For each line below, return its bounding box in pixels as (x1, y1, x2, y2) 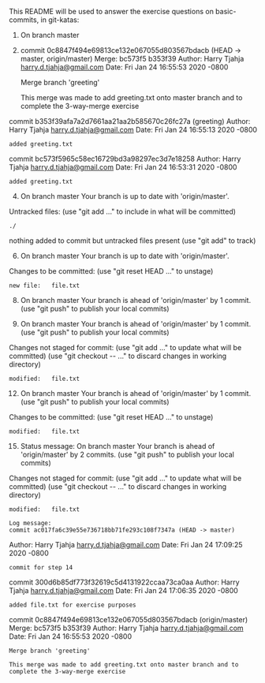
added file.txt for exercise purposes (9, 601, 136, 609)
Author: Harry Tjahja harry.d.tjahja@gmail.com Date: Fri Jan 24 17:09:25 (9, 540, 243, 549)
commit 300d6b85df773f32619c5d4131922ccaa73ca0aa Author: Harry (9, 577, 240, 587)
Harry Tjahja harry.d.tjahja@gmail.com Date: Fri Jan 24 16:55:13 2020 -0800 (9, 125, 258, 134)
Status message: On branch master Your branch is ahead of (20, 442, 215, 450)
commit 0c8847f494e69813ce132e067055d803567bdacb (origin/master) (9, 615, 248, 624)
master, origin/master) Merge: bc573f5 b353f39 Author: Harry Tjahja (20, 54, 244, 63)
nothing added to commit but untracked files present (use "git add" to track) (9, 236, 256, 245)
